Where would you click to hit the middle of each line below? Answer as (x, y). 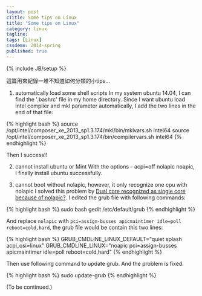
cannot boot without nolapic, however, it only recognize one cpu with (101, 184)
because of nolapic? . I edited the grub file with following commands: (100, 198)
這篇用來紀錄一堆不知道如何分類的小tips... (58, 81)
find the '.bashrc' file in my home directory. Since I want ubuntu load (100, 99)
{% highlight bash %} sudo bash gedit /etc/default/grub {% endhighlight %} (101, 209)
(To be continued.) (29, 287)
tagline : (17, 34)
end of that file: (34, 112)
